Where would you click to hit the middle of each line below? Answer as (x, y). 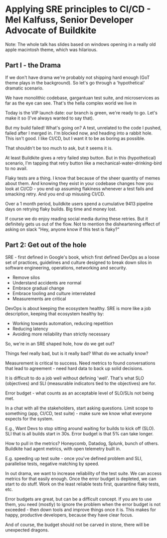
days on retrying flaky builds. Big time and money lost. (61, 209)
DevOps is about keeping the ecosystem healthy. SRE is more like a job (78, 308)
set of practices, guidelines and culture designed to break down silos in (79, 262)
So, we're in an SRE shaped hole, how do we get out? (60, 343)
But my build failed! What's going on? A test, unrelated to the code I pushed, (83, 127)
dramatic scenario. (24, 88)
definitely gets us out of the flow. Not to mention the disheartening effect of (83, 224)
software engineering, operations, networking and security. (66, 267)
